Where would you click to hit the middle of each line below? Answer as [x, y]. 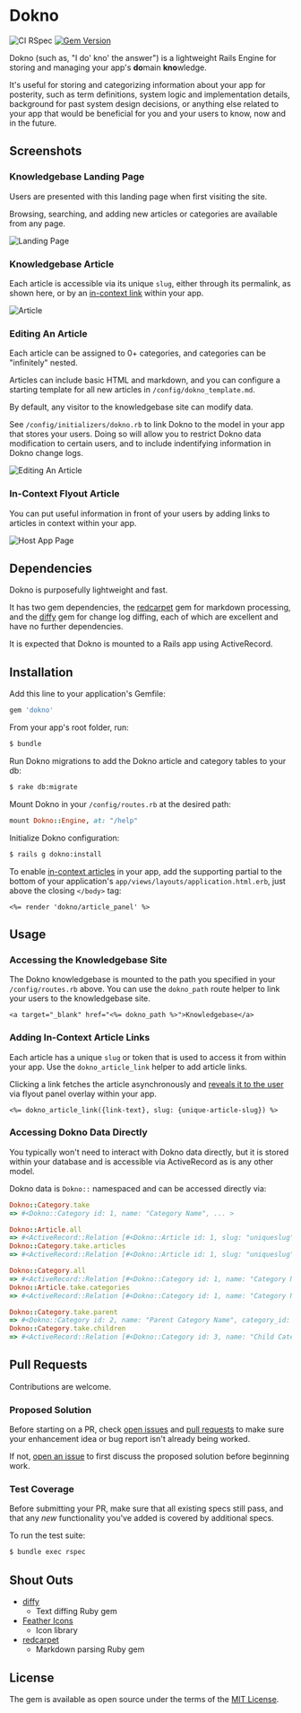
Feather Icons [47, 1621]
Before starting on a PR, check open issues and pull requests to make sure [147, 1429]
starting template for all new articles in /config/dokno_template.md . [132, 390]
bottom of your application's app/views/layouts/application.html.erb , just [148, 881]
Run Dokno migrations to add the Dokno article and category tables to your [148, 760]
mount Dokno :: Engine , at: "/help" [74, 821]
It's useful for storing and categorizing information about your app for [138, 84]
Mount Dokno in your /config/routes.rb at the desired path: [120, 804]
